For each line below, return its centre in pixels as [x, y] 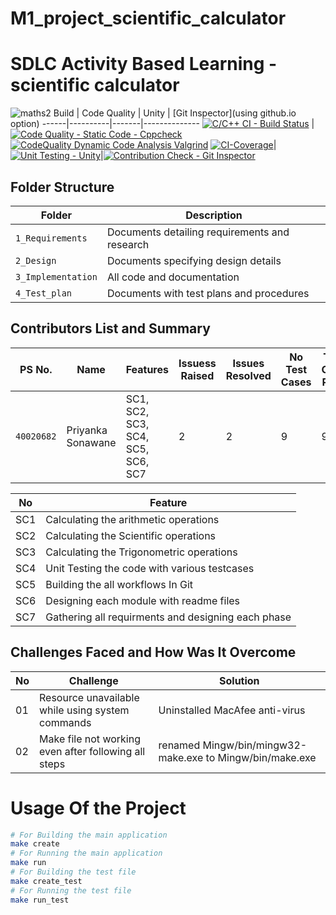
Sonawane [91, 442]
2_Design [36, 260]
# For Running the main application [86, 853]
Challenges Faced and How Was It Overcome [153, 652]
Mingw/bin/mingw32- [255, 745]
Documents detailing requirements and [198, 232]
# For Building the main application [89, 835]
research [128, 244]
